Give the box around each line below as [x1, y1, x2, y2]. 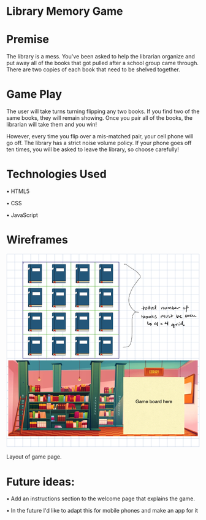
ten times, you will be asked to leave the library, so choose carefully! [6, 146, 179, 153]
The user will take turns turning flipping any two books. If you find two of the [6, 108, 200, 115]
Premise [6, 33, 50, 47]
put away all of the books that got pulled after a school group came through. [6, 60, 199, 67]
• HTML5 [6, 187, 30, 195]
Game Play [6, 87, 63, 101]
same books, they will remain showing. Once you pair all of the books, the [6, 114, 193, 122]
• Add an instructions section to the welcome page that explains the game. [6, 495, 195, 502]
